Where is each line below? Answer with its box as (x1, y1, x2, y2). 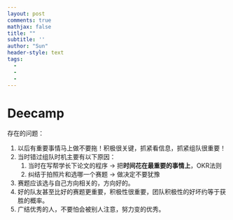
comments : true (7, 17, 52, 24)
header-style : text (7, 50, 64, 57)
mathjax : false (7, 23, 52, 30)
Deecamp (7, 105, 64, 121)
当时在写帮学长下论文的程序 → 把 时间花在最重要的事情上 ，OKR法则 (27, 161, 222, 170)
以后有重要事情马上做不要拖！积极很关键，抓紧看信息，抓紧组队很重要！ (17, 144, 226, 152)
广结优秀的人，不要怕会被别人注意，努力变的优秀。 (17, 205, 165, 214)
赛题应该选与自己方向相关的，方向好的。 (17, 179, 134, 187)
